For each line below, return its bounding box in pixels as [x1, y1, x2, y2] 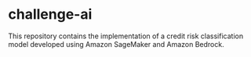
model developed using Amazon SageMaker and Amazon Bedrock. [8, 39, 225, 48]
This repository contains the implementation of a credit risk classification [8, 31, 244, 41]
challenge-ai [8, 5, 93, 23]
